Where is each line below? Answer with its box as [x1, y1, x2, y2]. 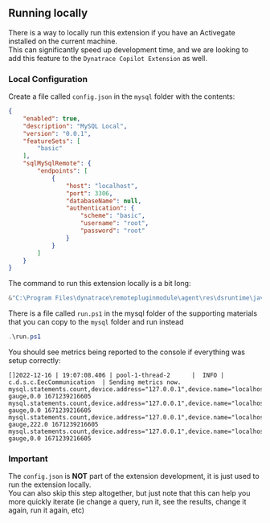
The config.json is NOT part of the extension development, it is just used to [8, 472, 260, 481]
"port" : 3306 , [65, 189, 113, 198]
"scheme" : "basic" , [80, 212, 146, 220]
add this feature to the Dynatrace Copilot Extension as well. [8, 53, 207, 63]
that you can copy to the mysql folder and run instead [8, 317, 184, 327]
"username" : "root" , [80, 219, 149, 227]
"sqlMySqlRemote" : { [22, 160, 92, 168]
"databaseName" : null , [65, 197, 142, 205]
